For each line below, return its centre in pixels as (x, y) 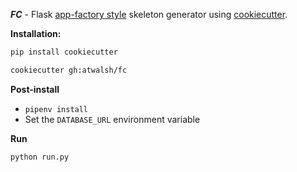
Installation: (36, 33)
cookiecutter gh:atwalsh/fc (69, 70)
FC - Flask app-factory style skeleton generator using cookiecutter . (149, 14)
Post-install (35, 89)
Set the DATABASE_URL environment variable (112, 119)
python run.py (40, 157)
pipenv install (56, 109)
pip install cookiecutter (64, 52)
